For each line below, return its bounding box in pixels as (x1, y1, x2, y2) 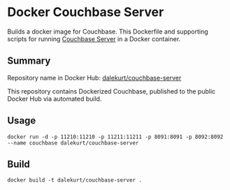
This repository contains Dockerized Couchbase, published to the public (7, 87, 216, 95)
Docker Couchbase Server (7, 4, 164, 20)
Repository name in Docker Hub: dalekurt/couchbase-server (7, 73, 182, 82)
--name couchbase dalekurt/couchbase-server (7, 139, 139, 147)
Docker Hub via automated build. (7, 94, 102, 103)
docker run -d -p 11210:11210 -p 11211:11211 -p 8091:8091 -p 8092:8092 (7, 133, 224, 140)
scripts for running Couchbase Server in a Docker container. (7, 34, 181, 43)
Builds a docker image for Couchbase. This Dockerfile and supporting (7, 27, 208, 36)
